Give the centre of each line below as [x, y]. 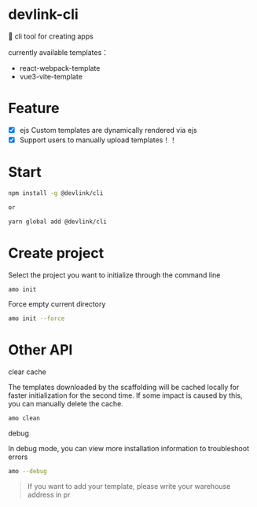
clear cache [28, 372]
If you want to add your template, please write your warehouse [129, 486]
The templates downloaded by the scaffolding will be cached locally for [124, 388]
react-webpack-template [60, 68]
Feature [34, 108]
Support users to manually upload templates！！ [98, 140]
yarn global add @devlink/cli [58, 222]
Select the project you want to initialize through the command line [114, 275]
